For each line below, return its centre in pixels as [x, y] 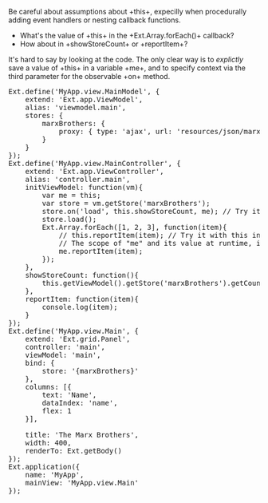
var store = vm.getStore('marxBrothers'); [126, 203]
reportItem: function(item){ [82, 299]
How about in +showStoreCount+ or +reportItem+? [104, 44]
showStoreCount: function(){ [82, 275]
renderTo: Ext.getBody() [73, 451]
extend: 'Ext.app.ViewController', [95, 171]
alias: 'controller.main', [78, 179]
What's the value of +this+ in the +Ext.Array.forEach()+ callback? [127, 36]
